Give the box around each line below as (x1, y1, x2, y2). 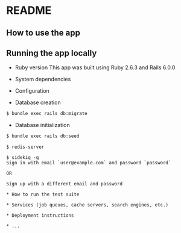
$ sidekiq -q (6, 155, 39, 161)
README (6, 4, 52, 17)
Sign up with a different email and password (6, 181, 122, 187)
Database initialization (14, 122, 71, 129)
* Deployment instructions (6, 213, 74, 219)
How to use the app (6, 28, 80, 38)
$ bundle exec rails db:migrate (6, 111, 87, 117)
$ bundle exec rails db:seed (6, 133, 80, 139)
